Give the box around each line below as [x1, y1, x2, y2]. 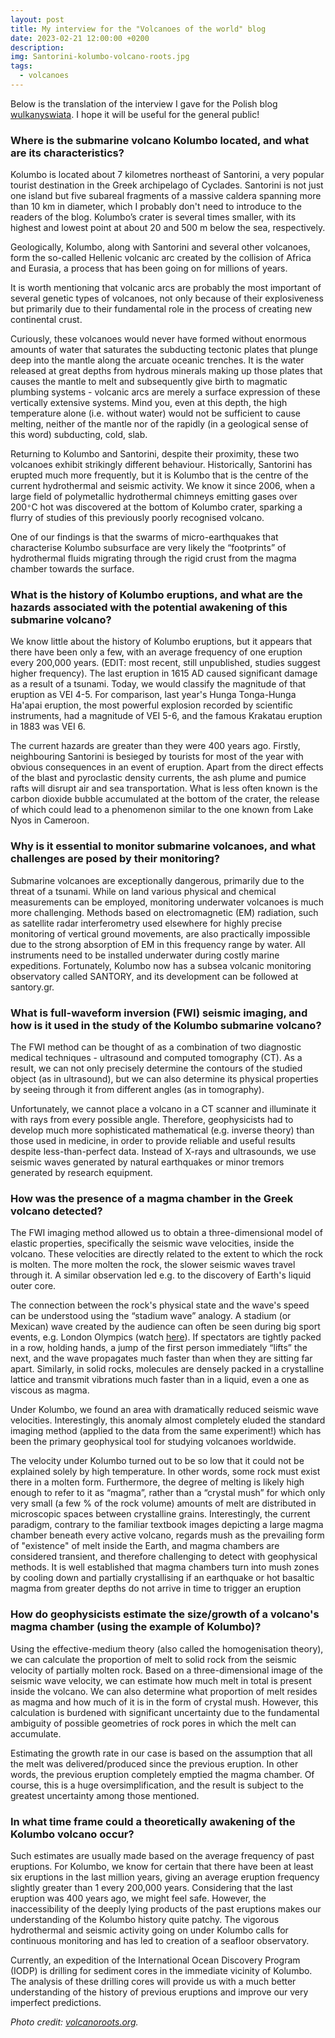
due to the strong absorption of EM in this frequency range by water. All [10, 938, 306, 950]
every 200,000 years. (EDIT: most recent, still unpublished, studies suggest [10, 657, 321, 669]
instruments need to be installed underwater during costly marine [10, 949, 280, 961]
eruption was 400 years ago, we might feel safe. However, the [10, 1892, 267, 1904]
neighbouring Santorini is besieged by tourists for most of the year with [10, 751, 304, 763]
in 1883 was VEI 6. [10, 721, 86, 733]
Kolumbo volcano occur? [10, 1827, 135, 1841]
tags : [10, 61, 33, 71]
